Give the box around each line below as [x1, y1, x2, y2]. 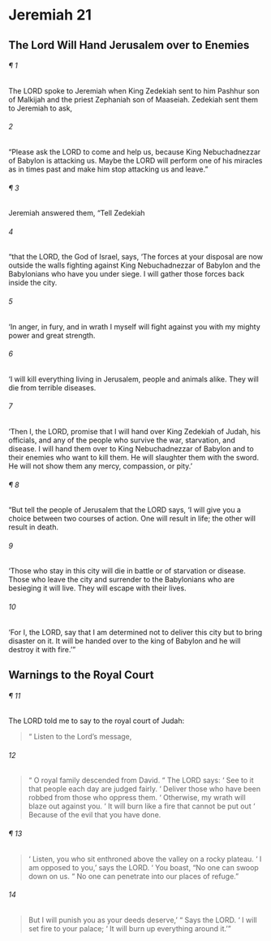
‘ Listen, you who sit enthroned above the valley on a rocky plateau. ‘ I [28, 854, 262, 864]
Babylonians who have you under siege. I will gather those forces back [8, 269, 245, 279]
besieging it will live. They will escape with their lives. [8, 583, 187, 593]
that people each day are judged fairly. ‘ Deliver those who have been [28, 784, 261, 794]
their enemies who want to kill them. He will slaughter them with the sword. [8, 453, 260, 462]
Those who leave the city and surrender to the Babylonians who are [8, 575, 235, 585]
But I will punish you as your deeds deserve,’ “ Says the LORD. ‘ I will [28, 915, 257, 925]
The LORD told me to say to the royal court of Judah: [8, 716, 185, 725]
